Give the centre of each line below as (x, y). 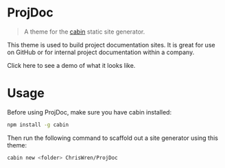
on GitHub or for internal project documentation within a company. (101, 52)
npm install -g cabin (38, 125)
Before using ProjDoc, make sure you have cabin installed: (90, 112)
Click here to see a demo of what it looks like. (71, 65)
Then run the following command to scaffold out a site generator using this (113, 138)
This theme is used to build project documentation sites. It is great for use (111, 45)
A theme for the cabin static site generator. (84, 32)
